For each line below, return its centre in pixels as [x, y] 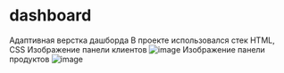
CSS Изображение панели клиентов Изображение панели [137, 49]
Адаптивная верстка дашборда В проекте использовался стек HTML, [142, 40]
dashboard [50, 16]
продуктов [29, 59]
